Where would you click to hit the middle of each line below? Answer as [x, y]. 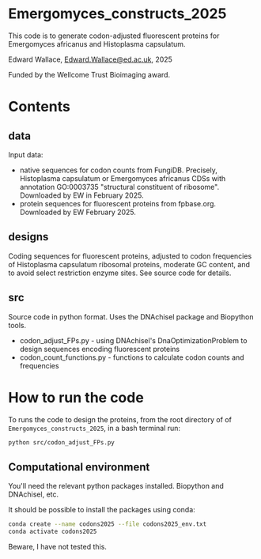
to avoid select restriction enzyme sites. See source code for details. [120, 273]
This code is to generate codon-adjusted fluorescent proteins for [114, 36]
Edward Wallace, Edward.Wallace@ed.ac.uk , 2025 [90, 59]
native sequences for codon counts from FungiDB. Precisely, [118, 170]
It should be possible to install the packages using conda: [102, 510]
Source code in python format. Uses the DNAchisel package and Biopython [131, 316]
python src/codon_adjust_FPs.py [61, 442]
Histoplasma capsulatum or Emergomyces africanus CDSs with [123, 178]
